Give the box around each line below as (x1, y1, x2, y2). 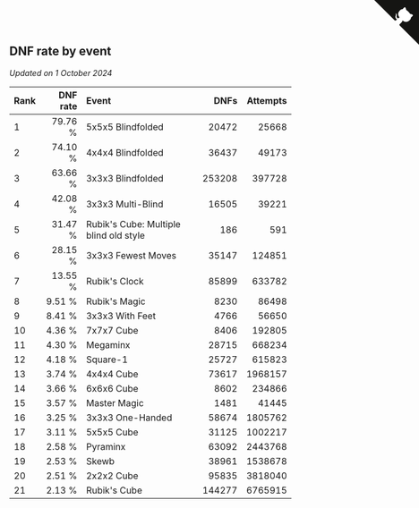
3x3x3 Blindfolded (86, 172, 164, 184)
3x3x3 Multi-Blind (86, 198, 164, 210)
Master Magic (86, 396, 145, 409)
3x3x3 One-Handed (86, 411, 173, 424)
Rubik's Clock (86, 275, 145, 287)
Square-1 (86, 353, 128, 366)
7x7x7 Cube (86, 324, 139, 336)
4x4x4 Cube (86, 368, 139, 380)
